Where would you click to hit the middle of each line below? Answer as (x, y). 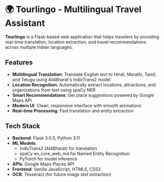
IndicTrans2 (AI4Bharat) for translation (58, 148)
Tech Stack (23, 126)
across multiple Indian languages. (39, 47)
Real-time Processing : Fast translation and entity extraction (73, 111)
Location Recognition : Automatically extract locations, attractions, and (84, 85)
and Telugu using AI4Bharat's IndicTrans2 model (61, 79)
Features (19, 62)
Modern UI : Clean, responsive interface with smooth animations (77, 105)
